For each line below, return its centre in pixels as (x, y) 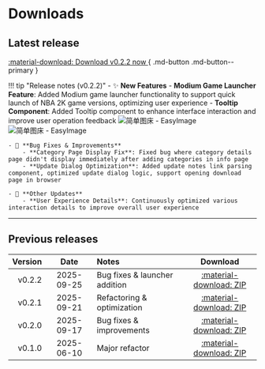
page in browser (35, 180)
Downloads (46, 14)
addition (112, 284)
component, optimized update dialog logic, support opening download (125, 173)
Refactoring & (122, 297)
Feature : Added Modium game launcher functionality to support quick (122, 94)
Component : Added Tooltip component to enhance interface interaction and (132, 111)
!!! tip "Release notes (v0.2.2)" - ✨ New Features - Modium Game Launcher (132, 85)
